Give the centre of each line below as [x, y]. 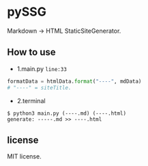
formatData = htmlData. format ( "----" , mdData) [74, 81]
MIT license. [25, 156]
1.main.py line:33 [42, 68]
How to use [31, 52]
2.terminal [31, 100]
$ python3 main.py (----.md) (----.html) [67, 113]
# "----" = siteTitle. [39, 87]
